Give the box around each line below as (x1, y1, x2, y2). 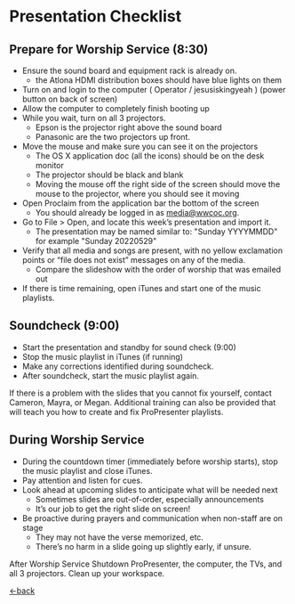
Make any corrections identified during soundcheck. (21, 361, 214, 371)
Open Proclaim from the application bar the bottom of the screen (21, 198, 259, 208)
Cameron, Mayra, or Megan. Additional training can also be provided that (9, 396, 276, 407)
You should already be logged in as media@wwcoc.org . (35, 208, 240, 217)
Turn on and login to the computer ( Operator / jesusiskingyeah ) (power (21, 85, 286, 94)
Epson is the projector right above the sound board (35, 122, 222, 133)
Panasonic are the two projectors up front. (35, 132, 191, 142)
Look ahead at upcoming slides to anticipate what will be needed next (21, 484, 278, 495)
